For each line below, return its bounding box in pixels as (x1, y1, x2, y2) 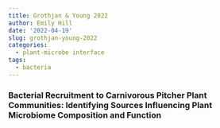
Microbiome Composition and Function (8, 109, 161, 120)
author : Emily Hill (8, 19, 73, 27)
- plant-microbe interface (15, 48, 105, 56)
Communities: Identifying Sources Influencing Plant (8, 99, 213, 111)
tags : (8, 56, 26, 64)
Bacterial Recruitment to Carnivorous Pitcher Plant (8, 89, 207, 100)
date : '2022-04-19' (8, 26, 73, 34)
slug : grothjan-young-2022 (8, 33, 98, 42)
